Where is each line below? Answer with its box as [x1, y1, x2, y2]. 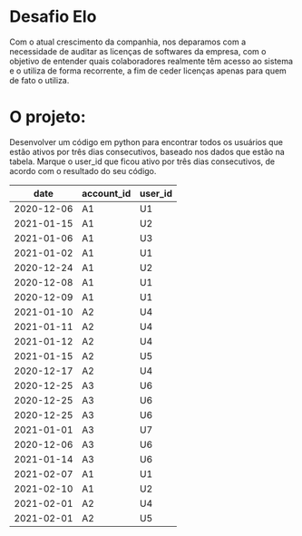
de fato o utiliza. [9, 74, 70, 85]
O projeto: [9, 107, 86, 128]
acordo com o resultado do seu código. [9, 165, 157, 176]
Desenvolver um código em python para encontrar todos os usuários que [9, 136, 284, 147]
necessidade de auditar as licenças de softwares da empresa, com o [9, 45, 267, 56]
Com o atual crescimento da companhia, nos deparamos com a [9, 36, 247, 47]
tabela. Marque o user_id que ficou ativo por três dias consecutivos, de [9, 156, 276, 167]
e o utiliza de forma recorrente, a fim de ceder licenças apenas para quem [9, 65, 287, 76]
